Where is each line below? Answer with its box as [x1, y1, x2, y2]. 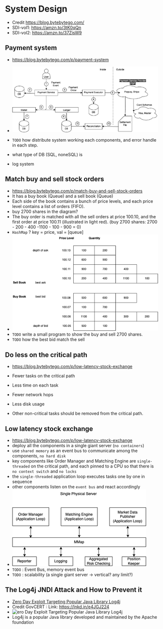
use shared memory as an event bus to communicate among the [12, 448, 138, 453]
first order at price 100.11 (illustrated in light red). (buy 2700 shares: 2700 [12, 219, 158, 225]
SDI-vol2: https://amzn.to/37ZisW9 [12, 30, 82, 35]
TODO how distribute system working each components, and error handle [12, 137, 157, 143]
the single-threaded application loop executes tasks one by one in [12, 473, 145, 479]
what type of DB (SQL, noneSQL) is [12, 151, 83, 157]
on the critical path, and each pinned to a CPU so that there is [31, 463, 154, 469]
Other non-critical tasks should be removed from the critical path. [12, 411, 144, 417]
